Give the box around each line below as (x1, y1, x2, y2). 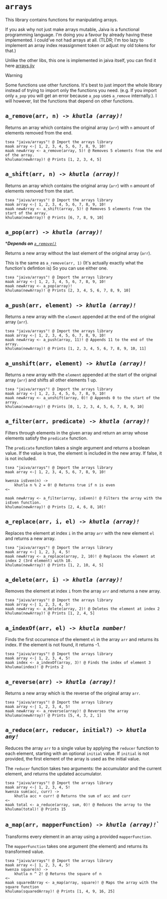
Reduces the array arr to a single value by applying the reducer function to (5, 745, 159, 751)
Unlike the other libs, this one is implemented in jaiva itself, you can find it (5, 57, 156, 63)
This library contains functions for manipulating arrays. (5, 16, 118, 22)
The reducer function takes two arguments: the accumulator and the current (5, 765, 162, 771)
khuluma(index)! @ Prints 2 (5, 664, 64, 669)
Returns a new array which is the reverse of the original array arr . (5, 690, 140, 696)
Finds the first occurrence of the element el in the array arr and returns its (5, 636, 159, 642)
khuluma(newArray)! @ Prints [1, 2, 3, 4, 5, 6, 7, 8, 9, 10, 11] (5, 346, 146, 351)
